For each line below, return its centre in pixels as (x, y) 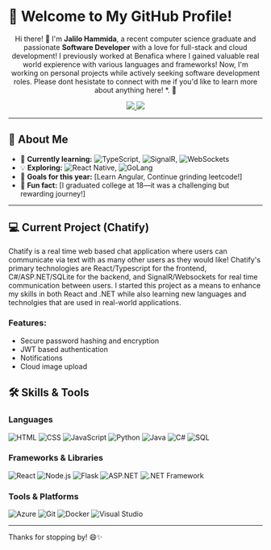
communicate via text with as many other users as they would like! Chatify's (134, 259)
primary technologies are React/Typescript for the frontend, (108, 268)
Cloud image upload (54, 366)
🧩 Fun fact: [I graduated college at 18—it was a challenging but (125, 185)
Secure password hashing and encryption (90, 341)
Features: (27, 323)
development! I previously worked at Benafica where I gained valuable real (135, 56)
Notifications (41, 358)
